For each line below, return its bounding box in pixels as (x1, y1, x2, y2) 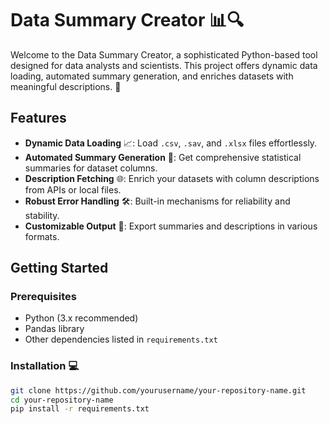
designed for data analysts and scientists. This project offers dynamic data (10, 59, 318, 71)
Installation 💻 (10, 359, 80, 373)
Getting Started (10, 260, 109, 277)
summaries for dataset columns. (24, 162, 158, 174)
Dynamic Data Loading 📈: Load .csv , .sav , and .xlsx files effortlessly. (24, 137, 318, 149)
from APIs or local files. (24, 183, 122, 196)
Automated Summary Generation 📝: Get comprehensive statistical (24, 151, 302, 163)
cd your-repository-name (10, 395, 114, 405)
